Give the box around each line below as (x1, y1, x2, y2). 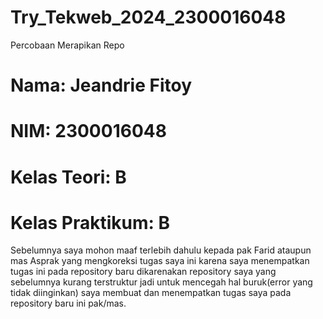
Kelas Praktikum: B (10, 211, 171, 234)
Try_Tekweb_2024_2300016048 (10, 6, 287, 29)
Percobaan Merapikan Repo (10, 39, 125, 51)
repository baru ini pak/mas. (10, 297, 127, 310)
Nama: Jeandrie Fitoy (10, 74, 192, 97)
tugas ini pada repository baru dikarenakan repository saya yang (10, 266, 277, 278)
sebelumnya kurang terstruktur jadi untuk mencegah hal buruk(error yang (10, 276, 313, 288)
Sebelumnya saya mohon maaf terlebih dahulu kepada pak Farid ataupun (10, 244, 312, 256)
